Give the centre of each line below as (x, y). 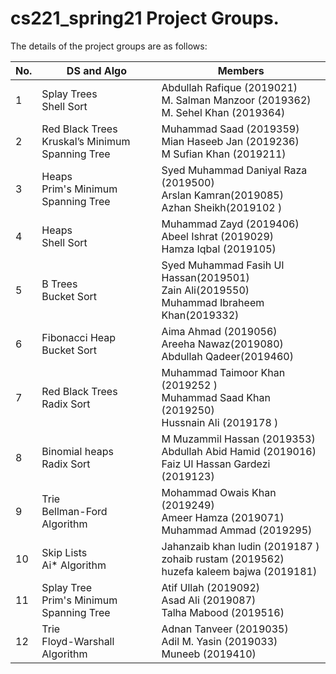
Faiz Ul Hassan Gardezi (216, 464)
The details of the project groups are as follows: (109, 46)
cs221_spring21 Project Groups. (145, 18)
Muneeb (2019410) (209, 654)
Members (241, 70)
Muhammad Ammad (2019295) (237, 530)
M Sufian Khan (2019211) (224, 154)
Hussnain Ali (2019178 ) (220, 422)
